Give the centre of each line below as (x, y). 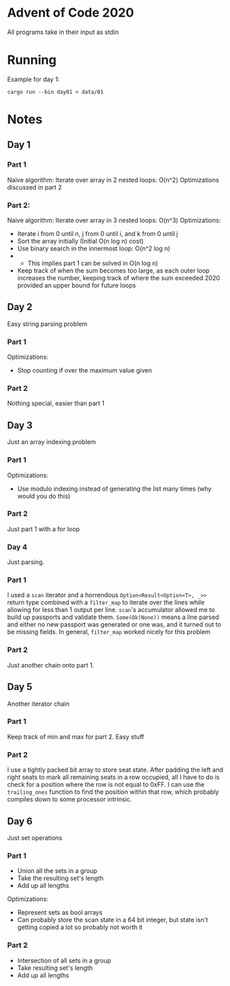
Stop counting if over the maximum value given (85, 371)
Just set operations (35, 838)
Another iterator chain (38, 704)
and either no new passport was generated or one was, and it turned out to (114, 624)
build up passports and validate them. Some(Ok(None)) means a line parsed (113, 617)
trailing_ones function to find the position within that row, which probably (113, 792)
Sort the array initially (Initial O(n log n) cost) (80, 241)
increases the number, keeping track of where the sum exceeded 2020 (118, 278)
